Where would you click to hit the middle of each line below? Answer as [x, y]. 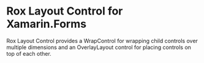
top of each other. [29, 53]
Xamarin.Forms [47, 24]
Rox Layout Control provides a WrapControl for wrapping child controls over [102, 41]
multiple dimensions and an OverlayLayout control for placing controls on [99, 47]
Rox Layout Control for [65, 11]
